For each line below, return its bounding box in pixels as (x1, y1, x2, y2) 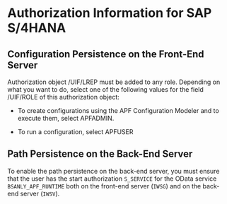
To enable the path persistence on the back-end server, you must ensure (7, 167, 220, 175)
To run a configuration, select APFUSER (17, 128, 134, 136)
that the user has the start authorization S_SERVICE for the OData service (7, 174, 217, 183)
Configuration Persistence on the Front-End (7, 48, 204, 60)
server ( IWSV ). (20, 189, 60, 198)
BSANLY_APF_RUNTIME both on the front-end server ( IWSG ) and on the (7, 181, 202, 190)
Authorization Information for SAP (7, 5, 212, 21)
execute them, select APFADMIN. (17, 114, 115, 122)
